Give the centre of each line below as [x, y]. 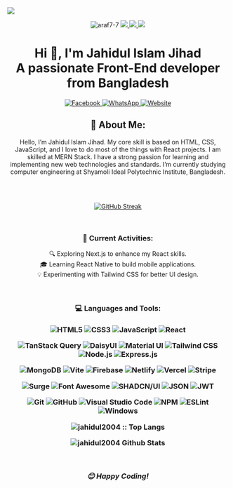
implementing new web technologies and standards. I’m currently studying [118, 164]
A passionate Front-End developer [118, 68]
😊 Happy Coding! [118, 476]
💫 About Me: [118, 125]
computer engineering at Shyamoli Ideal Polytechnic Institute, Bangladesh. [118, 172]
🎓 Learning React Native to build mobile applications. [118, 264]
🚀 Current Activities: [118, 238]
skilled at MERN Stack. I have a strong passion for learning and [118, 156]
